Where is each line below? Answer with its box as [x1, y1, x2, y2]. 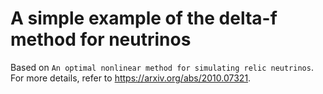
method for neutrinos [10, 28, 192, 51]
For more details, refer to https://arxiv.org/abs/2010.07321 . [10, 72, 252, 84]
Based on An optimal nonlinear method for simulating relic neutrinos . [10, 61, 314, 73]
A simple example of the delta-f [10, 7, 278, 30]
